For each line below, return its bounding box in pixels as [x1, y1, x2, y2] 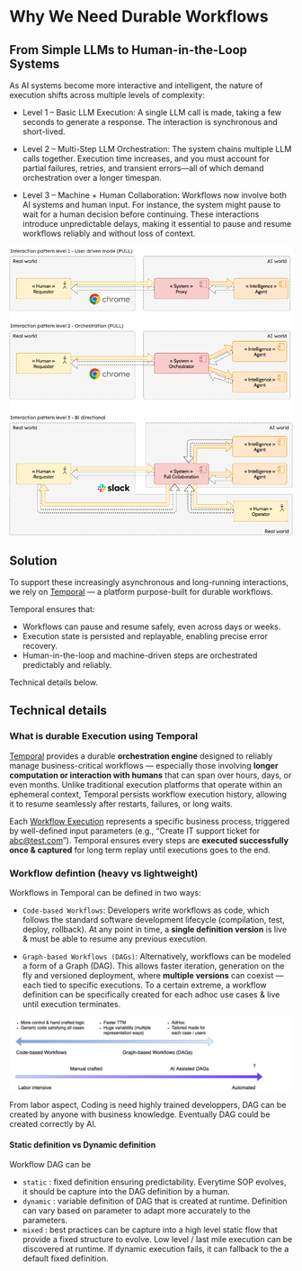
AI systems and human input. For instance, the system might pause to [22, 200, 281, 210]
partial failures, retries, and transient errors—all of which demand [22, 163, 264, 173]
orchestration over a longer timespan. [22, 173, 162, 183]
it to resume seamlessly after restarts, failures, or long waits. [9, 798, 234, 809]
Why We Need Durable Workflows [9, 6, 269, 27]
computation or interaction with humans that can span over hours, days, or [9, 770, 292, 780]
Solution [9, 553, 58, 568]
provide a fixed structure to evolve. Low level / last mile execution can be [22, 1234, 293, 1245]
